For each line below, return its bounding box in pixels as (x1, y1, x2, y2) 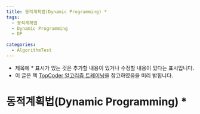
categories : (6, 42, 36, 48)
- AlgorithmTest (11, 47, 52, 54)
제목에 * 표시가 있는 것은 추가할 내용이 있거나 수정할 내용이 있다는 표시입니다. (14, 64, 195, 72)
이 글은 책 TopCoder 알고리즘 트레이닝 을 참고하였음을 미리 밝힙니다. (14, 72, 173, 79)
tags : (6, 14, 20, 20)
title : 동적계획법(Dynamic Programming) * (6, 8, 107, 15)
